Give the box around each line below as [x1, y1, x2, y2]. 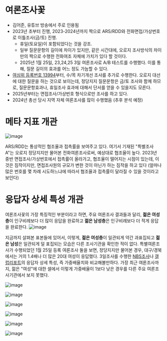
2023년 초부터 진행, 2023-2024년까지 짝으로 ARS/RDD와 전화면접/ [12, 28, 145, 34]
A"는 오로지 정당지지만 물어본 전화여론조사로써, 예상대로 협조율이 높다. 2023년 [5, 149, 158, 155]
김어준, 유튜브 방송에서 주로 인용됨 [12, 22, 79, 28]
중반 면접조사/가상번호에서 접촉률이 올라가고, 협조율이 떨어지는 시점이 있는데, [5, 156, 154, 162]
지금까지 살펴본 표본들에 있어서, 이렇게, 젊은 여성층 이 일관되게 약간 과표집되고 [5, 234, 155, 240]
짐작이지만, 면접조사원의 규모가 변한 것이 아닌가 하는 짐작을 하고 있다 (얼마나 [14, 162, 162, 168]
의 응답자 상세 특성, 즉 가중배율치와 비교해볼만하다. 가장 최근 [21, 259, 138, 265]
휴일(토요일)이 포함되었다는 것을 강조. [19, 40, 92, 46]
